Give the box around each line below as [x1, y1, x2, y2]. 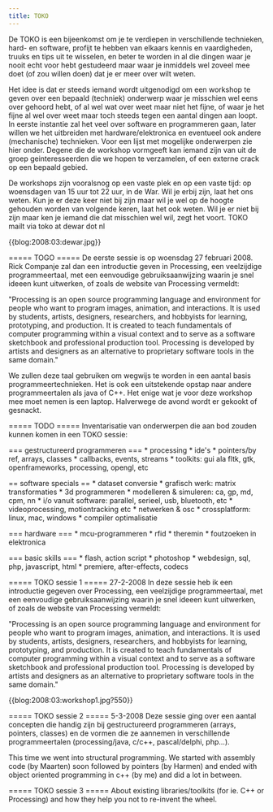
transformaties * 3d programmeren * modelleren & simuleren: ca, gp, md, [8, 487, 253, 497]
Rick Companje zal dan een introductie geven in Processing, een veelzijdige [8, 261, 262, 271]
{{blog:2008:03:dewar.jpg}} [8, 237, 102, 246]
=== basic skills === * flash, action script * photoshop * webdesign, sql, [8, 553, 251, 562]
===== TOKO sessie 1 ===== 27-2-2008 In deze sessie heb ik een [8, 577, 233, 587]
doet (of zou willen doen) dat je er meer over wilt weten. [8, 68, 197, 78]
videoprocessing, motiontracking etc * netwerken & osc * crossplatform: [8, 504, 251, 514]
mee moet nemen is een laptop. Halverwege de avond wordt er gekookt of [8, 396, 258, 406]
